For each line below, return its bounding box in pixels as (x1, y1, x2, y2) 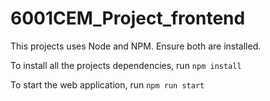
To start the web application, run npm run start (10, 78, 205, 91)
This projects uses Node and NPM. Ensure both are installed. (10, 40, 262, 52)
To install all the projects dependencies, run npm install (10, 59, 242, 71)
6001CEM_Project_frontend (10, 7, 246, 30)
